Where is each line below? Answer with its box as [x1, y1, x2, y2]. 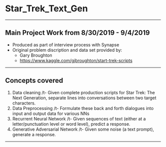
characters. [12, 100, 36, 106]
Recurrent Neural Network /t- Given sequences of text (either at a [12, 115, 146, 121]
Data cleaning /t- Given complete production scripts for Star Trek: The [12, 89, 155, 95]
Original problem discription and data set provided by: [12, 47, 123, 53]
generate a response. [12, 131, 56, 137]
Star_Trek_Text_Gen [5, 3, 88, 14]
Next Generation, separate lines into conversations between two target [12, 95, 157, 101]
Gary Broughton [19, 52, 53, 58]
